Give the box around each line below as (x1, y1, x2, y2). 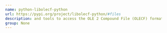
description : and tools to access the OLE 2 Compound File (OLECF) (5, 16, 148, 21)
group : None (5, 20, 30, 26)
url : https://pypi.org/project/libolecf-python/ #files (5, 12, 121, 16)
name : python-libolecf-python (5, 7, 68, 12)
